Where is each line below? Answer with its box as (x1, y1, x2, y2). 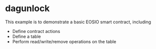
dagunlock (5, 3, 50, 14)
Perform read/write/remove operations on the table (12, 38, 117, 44)
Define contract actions (12, 28, 60, 34)
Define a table (12, 33, 41, 39)
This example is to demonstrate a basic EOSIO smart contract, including (5, 19, 152, 25)
